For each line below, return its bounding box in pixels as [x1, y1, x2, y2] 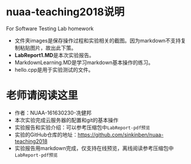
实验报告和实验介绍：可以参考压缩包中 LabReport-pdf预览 [14, 124, 151, 131]
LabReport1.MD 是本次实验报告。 [14, 51, 95, 58]
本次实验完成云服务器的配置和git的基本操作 [14, 116, 119, 123]
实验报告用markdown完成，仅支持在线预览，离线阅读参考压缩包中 [14, 144, 174, 152]
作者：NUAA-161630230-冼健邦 [14, 109, 92, 116]
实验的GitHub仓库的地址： [14, 131, 78, 138]
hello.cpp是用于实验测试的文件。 [14, 66, 94, 73]
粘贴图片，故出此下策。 [19, 44, 77, 51]
